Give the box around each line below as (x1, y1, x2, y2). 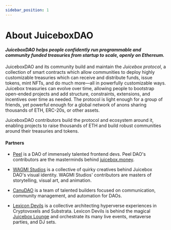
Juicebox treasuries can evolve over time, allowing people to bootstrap (5, 86, 155, 92)
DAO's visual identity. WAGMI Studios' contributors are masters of (12, 172, 152, 178)
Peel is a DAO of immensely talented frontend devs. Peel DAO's (12, 151, 146, 157)
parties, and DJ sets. (12, 219, 57, 225)
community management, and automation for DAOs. (12, 193, 123, 199)
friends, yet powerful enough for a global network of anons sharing (5, 102, 147, 108)
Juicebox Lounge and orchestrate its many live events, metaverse (12, 214, 152, 220)
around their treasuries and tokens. (5, 128, 79, 134)
